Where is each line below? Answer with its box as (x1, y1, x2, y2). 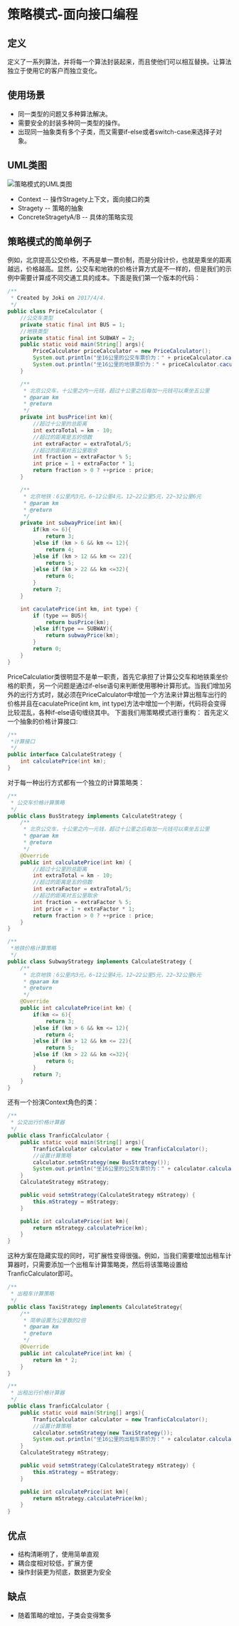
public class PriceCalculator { (7, 308, 103, 315)
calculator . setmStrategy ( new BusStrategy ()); (33, 1158, 171, 1166)
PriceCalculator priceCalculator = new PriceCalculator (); (33, 348, 212, 355)
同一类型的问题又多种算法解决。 (17, 109, 112, 118)
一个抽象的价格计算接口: (7, 717, 78, 726)
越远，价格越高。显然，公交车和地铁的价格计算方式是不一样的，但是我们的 (7, 265, 225, 273)
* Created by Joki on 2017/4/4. (10, 294, 107, 302)
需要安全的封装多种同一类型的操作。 (17, 119, 124, 127)
